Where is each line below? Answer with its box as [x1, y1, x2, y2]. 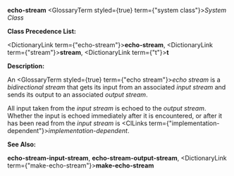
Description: [7, 62, 44, 70]
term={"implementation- [149, 119, 220, 127]
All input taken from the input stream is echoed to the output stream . [7, 104, 207, 112]
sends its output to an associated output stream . [7, 91, 148, 99]
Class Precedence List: [7, 27, 76, 35]
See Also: [7, 140, 37, 149]
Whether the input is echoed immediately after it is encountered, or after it [7, 112, 223, 120]
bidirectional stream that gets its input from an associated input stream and [7, 83, 226, 91]
